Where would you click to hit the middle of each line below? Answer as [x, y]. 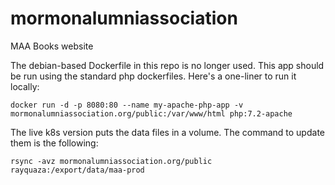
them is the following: [54, 143]
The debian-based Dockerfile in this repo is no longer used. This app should [167, 65]
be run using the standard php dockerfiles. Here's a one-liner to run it [153, 76]
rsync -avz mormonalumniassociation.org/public [111, 161]
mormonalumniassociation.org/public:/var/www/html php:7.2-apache [151, 113]
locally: [25, 86]
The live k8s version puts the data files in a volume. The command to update [167, 132]
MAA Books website [52, 46]
